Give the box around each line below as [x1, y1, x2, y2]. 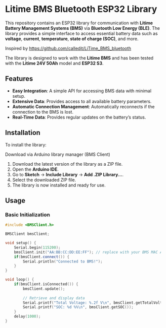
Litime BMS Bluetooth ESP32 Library [5, 3, 157, 15]
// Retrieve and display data [23, 295, 85, 301]
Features [5, 74, 33, 83]
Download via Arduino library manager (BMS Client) [5, 151, 110, 157]
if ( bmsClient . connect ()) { [14, 254, 70, 259]
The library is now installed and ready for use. [12, 182, 106, 188]
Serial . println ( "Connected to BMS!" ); [23, 259, 103, 264]
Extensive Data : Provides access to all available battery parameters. [12, 98, 152, 104]
